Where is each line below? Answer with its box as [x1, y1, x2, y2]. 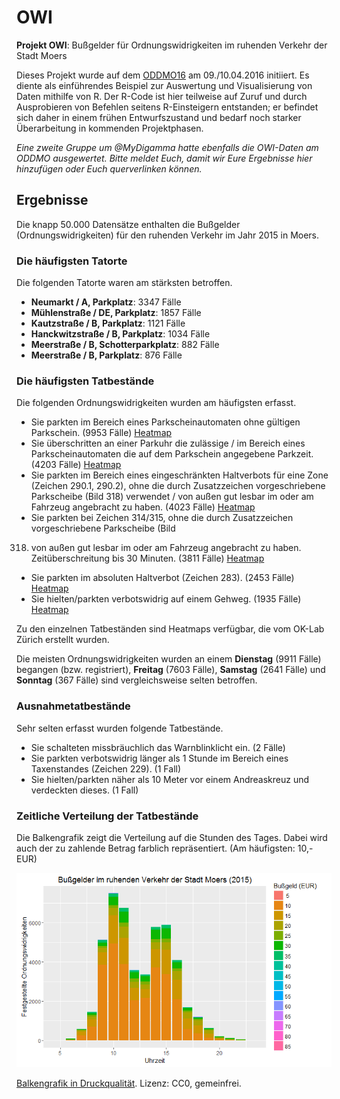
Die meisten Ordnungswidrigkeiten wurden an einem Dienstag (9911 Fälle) [16, 653, 322, 665]
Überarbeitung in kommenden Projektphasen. [16, 122, 204, 134]
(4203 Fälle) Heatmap [30, 459, 122, 471]
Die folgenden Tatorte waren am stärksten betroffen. [16, 277, 233, 289]
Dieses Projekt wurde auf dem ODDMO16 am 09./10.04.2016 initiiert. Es [16, 69, 310, 81]
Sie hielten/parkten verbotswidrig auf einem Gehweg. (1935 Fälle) [30, 593, 302, 605]
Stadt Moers [16, 49, 68, 61]
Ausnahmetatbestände [16, 699, 131, 713]
